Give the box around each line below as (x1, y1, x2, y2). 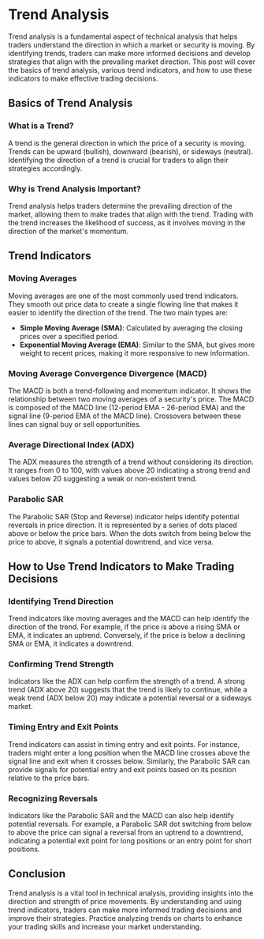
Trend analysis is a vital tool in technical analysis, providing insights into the (8, 888, 254, 898)
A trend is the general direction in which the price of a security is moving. (8, 138, 247, 148)
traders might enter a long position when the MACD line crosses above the (8, 748, 251, 757)
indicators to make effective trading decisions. (8, 74, 159, 83)
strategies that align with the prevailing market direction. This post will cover (8, 57, 256, 66)
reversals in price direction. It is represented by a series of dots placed (8, 520, 238, 530)
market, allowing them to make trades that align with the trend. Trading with (8, 209, 254, 219)
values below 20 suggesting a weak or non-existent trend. (8, 474, 198, 484)
